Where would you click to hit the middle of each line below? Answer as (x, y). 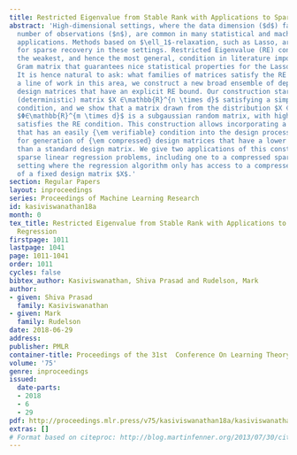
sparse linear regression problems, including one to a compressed (144, 157)
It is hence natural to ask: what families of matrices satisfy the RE (152, 75)
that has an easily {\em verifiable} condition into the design (138, 133)
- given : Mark (35, 314)
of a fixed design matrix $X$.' (77, 174)
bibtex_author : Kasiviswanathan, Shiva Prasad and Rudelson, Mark (134, 281)
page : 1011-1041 (39, 256)
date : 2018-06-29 (41, 330)
